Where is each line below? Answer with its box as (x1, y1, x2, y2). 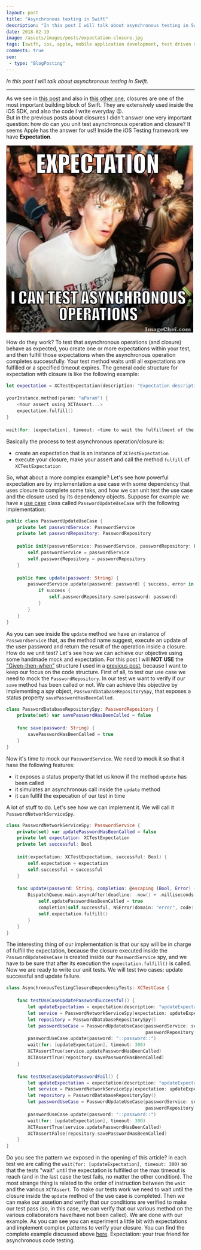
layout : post (6, 10, 39, 16)
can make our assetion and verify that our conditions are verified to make (6, 1198, 187, 1206)
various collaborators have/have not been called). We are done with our (6, 1212, 183, 1219)
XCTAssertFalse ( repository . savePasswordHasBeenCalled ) (28, 1131, 167, 1137)
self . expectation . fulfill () (38, 911, 109, 917)
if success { (38, 588, 71, 594)
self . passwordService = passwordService (28, 549, 130, 555)
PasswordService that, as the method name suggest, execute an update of (6, 636, 188, 644)
